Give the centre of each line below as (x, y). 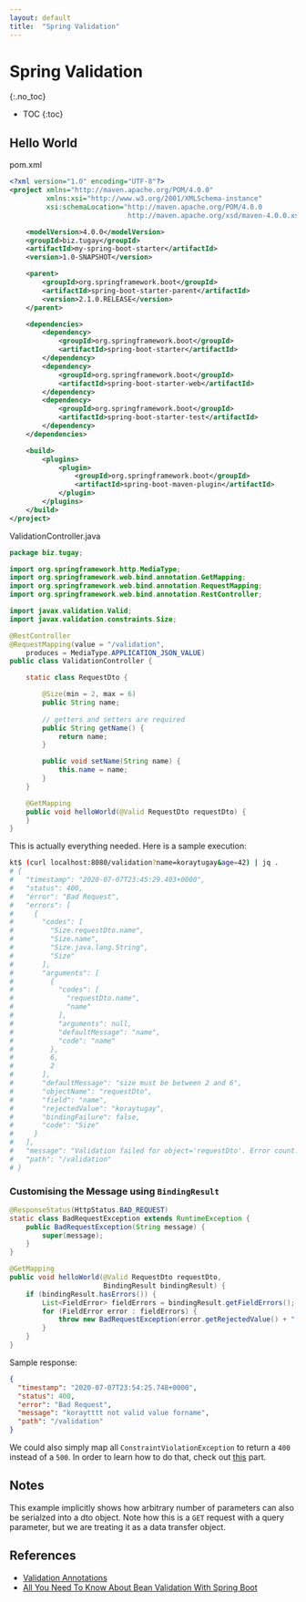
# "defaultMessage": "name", (85, 1032)
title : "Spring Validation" (65, 26)
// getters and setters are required (113, 719)
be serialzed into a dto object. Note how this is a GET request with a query (147, 1517)
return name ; (82, 736)
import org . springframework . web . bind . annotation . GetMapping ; (128, 578)
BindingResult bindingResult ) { (164, 1286)
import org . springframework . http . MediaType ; (95, 569)
